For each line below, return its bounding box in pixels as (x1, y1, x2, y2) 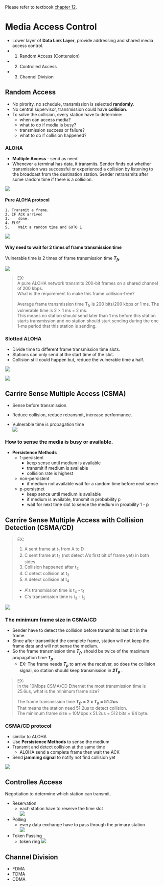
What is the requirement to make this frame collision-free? (17, 291, 135, 297)
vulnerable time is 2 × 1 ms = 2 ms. (17, 308, 88, 313)
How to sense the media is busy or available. (5, 438, 114, 445)
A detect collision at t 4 (24, 576, 70, 584)
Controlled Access (19, 63, 57, 69)
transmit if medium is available (26, 465, 89, 471)
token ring (19, 838, 40, 844)
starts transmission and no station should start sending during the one (17, 318, 159, 324)
